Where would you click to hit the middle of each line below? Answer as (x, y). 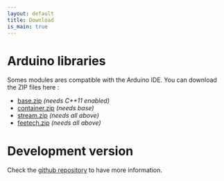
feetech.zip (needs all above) (59, 123)
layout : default (31, 14)
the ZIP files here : (33, 87)
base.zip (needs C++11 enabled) (63, 101)
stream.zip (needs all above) (58, 116)
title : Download (31, 20)
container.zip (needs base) (55, 108)
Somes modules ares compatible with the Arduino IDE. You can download (112, 80)
